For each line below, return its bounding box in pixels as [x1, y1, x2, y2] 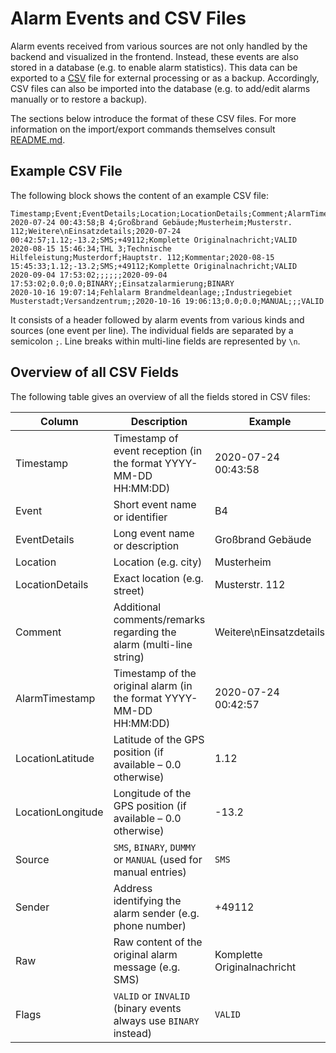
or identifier [113, 510, 168, 524]
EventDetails [15, 532, 75, 546]
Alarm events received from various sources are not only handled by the [10, 40, 308, 52]
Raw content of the [113, 935, 203, 949]
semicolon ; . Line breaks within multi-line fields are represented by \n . [10, 335, 301, 347]
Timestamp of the [113, 666, 197, 680]
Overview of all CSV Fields [10, 364, 180, 381]
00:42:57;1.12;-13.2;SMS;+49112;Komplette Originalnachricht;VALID [10, 235, 298, 245]
